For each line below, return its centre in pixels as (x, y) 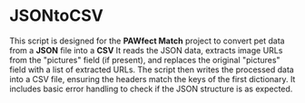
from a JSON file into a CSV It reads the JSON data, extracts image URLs (146, 50)
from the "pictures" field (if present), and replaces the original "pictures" (145, 60)
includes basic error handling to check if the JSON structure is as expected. (151, 89)
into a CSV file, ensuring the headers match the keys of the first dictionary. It (152, 79)
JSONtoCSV (57, 16)
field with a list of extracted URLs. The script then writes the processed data (152, 70)
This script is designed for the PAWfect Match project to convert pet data (147, 41)
